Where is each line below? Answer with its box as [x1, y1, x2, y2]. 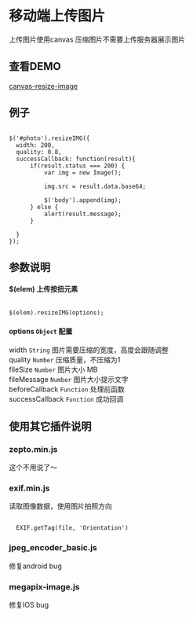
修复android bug [9, 561, 62, 571]
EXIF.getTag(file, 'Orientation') [16, 524, 129, 532]
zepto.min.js [9, 443, 58, 454]
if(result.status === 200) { [29, 162, 126, 170]
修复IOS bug [9, 600, 49, 609]
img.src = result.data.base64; [43, 182, 147, 190]
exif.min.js [9, 483, 50, 494]
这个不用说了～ [9, 463, 57, 472]
